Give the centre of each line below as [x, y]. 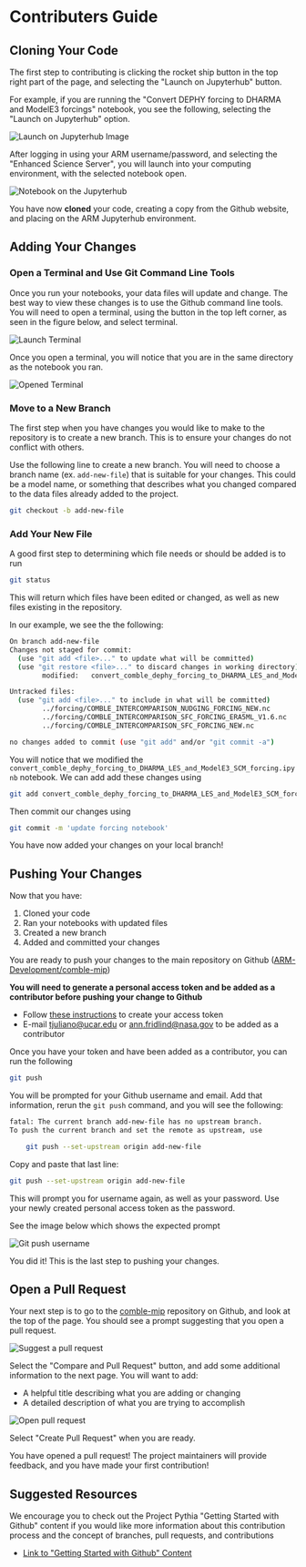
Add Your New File [51, 534]
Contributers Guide [84, 17]
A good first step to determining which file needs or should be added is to [148, 554]
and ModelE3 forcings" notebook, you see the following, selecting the [140, 109]
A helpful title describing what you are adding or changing [132, 1393]
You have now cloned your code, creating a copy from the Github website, [149, 209]
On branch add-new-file [55, 642]
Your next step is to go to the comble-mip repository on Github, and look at [150, 1311]
